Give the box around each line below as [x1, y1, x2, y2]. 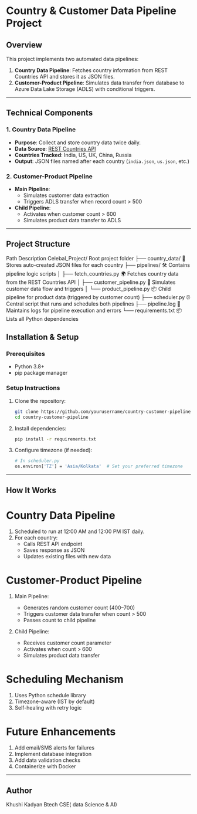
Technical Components [6, 108, 93, 118]
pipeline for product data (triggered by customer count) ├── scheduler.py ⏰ [6, 293, 191, 300]
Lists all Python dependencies [6, 315, 79, 322]
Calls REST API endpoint [23, 541, 83, 548]
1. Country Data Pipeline [6, 126, 76, 134]
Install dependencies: [14, 425, 67, 432]
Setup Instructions [6, 384, 60, 392]
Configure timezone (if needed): [14, 447, 93, 454]
